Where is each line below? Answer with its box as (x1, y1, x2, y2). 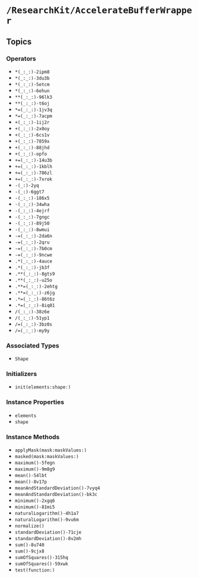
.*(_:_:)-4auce (14, 258, 53, 264)
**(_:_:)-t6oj (14, 100, 50, 106)
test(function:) (14, 567, 55, 573)
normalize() (14, 523, 44, 529)
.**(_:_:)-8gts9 (14, 271, 55, 277)
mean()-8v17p (14, 479, 47, 485)
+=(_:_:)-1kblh (14, 163, 53, 169)
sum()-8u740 (14, 542, 44, 548)
